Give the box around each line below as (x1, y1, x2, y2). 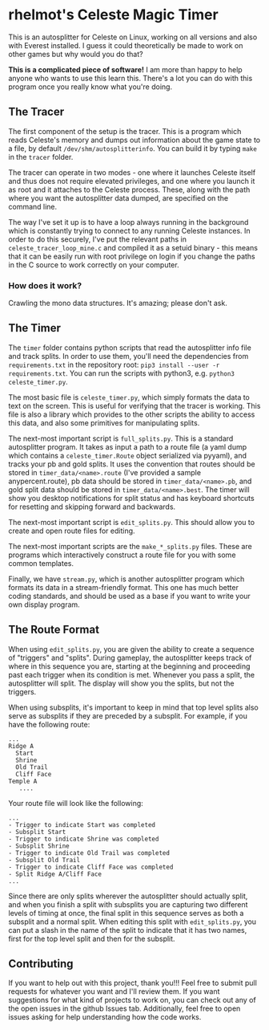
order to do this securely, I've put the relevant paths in (8, 234, 187, 244)
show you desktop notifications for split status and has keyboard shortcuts (8, 493, 255, 503)
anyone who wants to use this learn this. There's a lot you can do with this (8, 73, 253, 83)
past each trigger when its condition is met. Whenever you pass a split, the (8, 670, 255, 679)
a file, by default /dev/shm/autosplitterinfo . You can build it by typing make (8, 143, 258, 153)
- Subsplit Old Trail (8, 856, 81, 864)
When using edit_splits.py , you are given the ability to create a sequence (8, 644, 255, 653)
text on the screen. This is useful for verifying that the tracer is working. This (8, 401, 261, 410)
